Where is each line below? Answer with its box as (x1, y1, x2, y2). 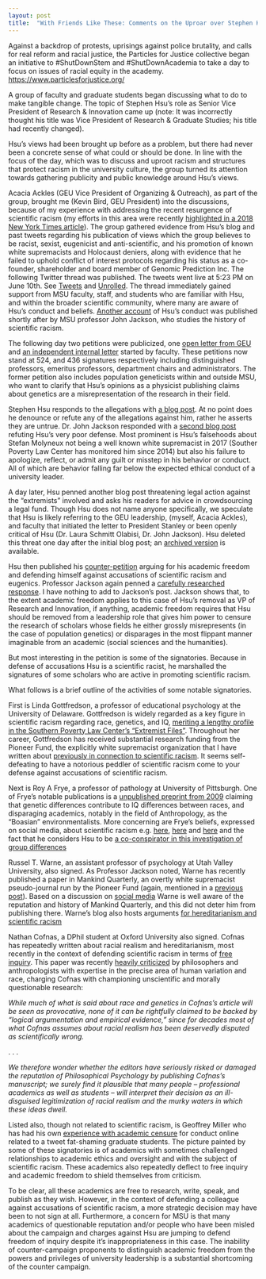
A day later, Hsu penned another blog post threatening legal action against (8, 487, 251, 497)
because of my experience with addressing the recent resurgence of (8, 205, 232, 214)
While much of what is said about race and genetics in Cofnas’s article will (8, 997, 253, 1008)
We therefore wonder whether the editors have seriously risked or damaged (8, 1062, 256, 1072)
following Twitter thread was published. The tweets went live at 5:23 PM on (8, 272, 254, 282)
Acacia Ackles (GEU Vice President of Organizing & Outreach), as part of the (8, 188, 258, 198)
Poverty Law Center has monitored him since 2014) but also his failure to (8, 446, 245, 456)
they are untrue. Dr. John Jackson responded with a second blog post (8, 421, 237, 431)
